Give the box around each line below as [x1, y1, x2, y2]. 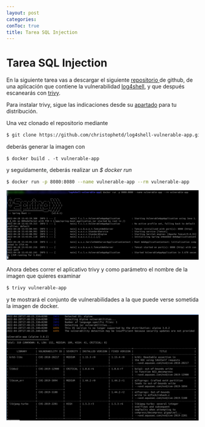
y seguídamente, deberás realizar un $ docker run [6, 167, 132, 174]
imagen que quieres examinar [6, 272, 81, 280]
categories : [6, 16, 37, 23]
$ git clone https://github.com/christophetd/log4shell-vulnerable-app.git [6, 132, 203, 138]
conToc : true [6, 23, 40, 29]
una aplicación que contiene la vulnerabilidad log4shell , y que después [6, 83, 185, 90]
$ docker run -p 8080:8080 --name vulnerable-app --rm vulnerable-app [6, 179, 190, 185]
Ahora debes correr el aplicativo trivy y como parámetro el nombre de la [6, 266, 188, 273]
